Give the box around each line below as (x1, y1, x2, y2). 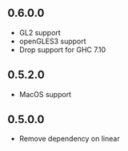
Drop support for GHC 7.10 (18, 44, 106, 55)
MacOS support (18, 89, 72, 99)
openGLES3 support (18, 36, 86, 46)
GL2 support (18, 27, 61, 37)
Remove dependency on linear (18, 134, 121, 144)
